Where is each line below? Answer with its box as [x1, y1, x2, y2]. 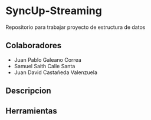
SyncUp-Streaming [5, 4, 103, 18]
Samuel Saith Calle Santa [14, 62, 75, 69]
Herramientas [5, 106, 57, 116]
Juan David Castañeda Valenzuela [14, 69, 98, 76]
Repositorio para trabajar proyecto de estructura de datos [5, 24, 146, 31]
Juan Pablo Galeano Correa [14, 56, 82, 63]
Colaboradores [5, 41, 62, 51]
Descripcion [5, 86, 51, 96]
